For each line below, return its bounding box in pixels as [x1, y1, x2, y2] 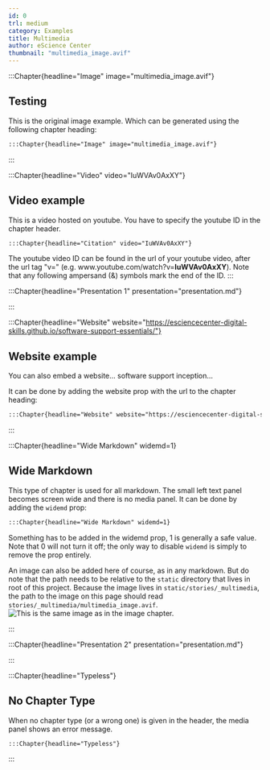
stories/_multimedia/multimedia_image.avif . [8, 599, 158, 609]
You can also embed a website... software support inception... [8, 371, 214, 381]
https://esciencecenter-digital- [145, 317, 247, 327]
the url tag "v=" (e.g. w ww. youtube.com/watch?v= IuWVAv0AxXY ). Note [8, 263, 249, 272]
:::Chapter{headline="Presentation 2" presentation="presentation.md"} [8, 640, 243, 649]
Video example [8, 194, 85, 208]
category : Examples [8, 27, 74, 35]
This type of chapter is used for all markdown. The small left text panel [8, 485, 243, 495]
